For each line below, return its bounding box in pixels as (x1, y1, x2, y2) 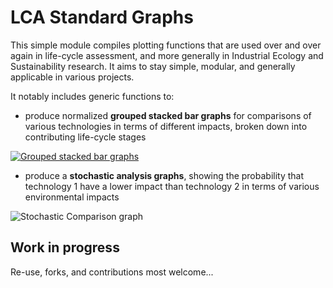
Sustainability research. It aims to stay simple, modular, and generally (10, 60, 296, 72)
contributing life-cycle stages (24, 131, 147, 143)
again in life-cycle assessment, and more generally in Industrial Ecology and (10, 49, 324, 61)
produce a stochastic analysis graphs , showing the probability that (24, 169, 305, 181)
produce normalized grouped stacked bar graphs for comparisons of (24, 109, 312, 121)
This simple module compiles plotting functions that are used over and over (10, 39, 322, 51)
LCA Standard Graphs (10, 6, 194, 29)
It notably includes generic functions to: (10, 90, 175, 102)
